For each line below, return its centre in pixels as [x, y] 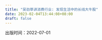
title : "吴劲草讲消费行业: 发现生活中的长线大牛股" [52, 9]
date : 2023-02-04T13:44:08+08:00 [39, 14]
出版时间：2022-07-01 [28, 33]
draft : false [18, 18]
